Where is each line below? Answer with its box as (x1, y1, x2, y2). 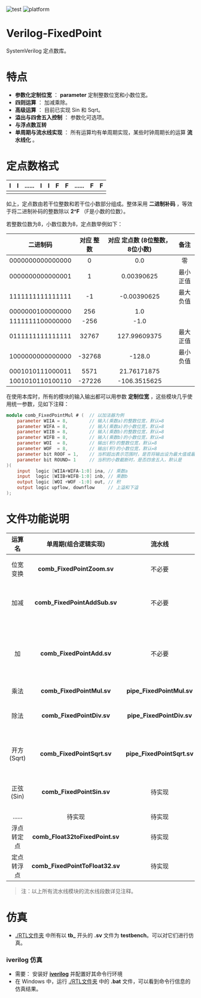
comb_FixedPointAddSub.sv (35, 598, 117, 606)
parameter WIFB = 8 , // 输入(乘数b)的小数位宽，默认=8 (17, 435, 165, 441)
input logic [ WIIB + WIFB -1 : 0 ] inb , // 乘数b (17, 474, 128, 480)
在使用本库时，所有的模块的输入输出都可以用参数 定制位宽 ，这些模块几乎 (6, 393, 187, 400)
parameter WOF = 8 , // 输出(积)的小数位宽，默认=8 (17, 446, 157, 452)
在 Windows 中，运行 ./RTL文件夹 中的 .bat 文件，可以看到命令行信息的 (14, 978, 191, 985)
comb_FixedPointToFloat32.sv (32, 862, 120, 870)
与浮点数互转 (14, 121, 47, 128)
